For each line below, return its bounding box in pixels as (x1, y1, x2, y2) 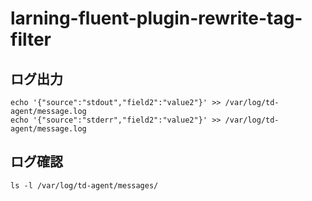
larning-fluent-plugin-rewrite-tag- (10, 7, 303, 30)
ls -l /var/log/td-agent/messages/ (10, 180, 159, 191)
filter (10, 28, 52, 51)
